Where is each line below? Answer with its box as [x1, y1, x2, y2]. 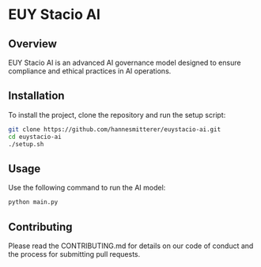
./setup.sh [8, 140, 44, 148]
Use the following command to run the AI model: [8, 183, 166, 193]
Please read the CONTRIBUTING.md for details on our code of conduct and [8, 241, 254, 250]
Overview [8, 37, 58, 51]
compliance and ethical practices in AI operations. [8, 66, 172, 76]
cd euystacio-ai [8, 133, 62, 141]
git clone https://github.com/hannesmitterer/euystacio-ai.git [8, 125, 221, 133]
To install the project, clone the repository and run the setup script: [8, 110, 226, 119]
